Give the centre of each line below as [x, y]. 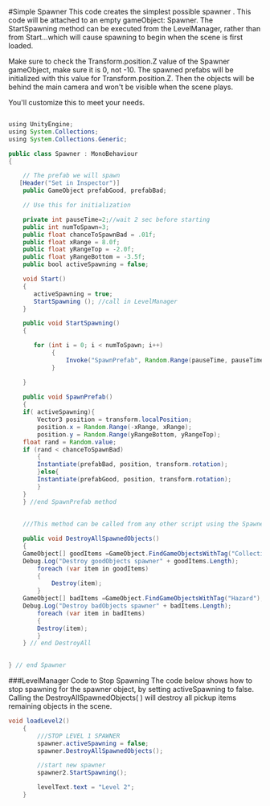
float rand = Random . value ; [70, 442]
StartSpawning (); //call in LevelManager [106, 301]
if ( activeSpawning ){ [59, 412]
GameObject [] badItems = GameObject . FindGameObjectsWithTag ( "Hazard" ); [143, 599]
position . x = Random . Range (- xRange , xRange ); [115, 427]
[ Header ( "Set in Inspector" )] [70, 183]
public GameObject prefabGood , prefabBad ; [95, 191]
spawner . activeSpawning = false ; [93, 743]
